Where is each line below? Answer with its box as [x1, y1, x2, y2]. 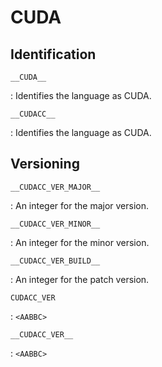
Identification [10, 46, 97, 63]
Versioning [10, 156, 80, 173]
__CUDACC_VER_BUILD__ [10, 256, 101, 266]
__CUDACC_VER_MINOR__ [10, 219, 101, 229]
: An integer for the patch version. [10, 273, 150, 285]
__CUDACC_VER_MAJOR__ [10, 182, 101, 192]
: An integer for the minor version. [10, 236, 150, 248]
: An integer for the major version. [10, 199, 150, 211]
